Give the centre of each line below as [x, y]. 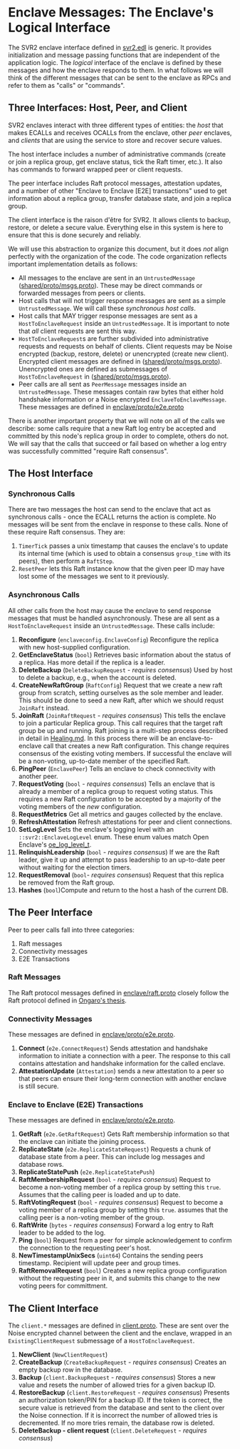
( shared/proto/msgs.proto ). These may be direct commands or [110, 285]
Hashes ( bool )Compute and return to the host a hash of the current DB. [123, 890]
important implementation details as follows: [73, 264]
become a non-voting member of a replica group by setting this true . [120, 1187]
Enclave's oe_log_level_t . [55, 845]
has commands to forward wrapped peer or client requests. [95, 169]
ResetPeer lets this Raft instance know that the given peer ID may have [121, 569]
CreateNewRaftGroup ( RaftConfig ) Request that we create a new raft [120, 685]
